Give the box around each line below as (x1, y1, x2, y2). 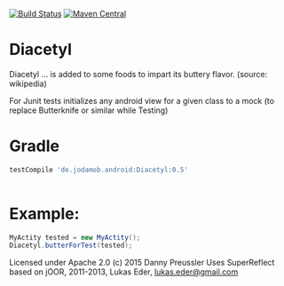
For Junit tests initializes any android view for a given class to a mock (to (9, 95, 275, 106)
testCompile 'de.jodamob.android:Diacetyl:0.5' (9, 165, 189, 174)
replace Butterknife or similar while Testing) (9, 105, 169, 115)
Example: (9, 203, 80, 224)
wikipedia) (9, 78, 47, 89)
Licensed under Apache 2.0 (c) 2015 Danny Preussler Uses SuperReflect (9, 258, 275, 268)
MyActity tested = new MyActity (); (9, 233, 141, 242)
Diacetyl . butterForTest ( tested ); (9, 241, 133, 250)
